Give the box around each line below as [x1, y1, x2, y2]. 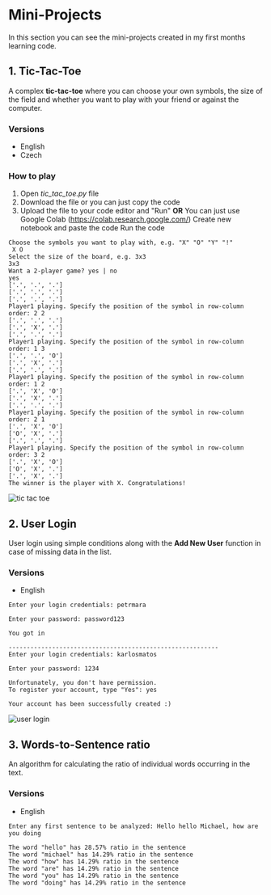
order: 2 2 [8, 310, 45, 318]
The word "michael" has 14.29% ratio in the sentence [8, 851, 194, 859]
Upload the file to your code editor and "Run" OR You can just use [19, 206, 240, 216]
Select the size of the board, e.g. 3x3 [8, 253, 147, 261]
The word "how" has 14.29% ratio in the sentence [8, 857, 180, 866]
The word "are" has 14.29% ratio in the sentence [8, 864, 180, 872]
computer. [8, 103, 43, 112]
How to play [8, 170, 57, 181]
